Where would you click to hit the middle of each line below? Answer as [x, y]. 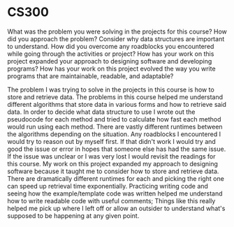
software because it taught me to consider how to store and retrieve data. [113, 171]
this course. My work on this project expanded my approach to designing [113, 163]
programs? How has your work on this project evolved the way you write [111, 68]
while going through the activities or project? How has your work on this [111, 54]
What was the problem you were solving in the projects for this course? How [117, 31]
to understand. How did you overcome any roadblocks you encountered [111, 46]
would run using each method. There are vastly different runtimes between [115, 126]
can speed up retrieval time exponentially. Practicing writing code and [108, 186]
